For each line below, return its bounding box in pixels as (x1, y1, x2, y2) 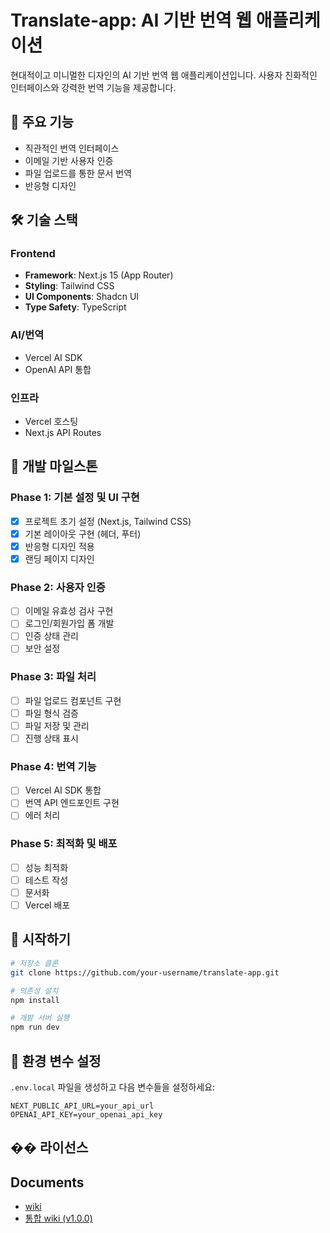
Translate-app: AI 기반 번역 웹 (10, 9, 253, 32)
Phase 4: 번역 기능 (10, 759, 97, 773)
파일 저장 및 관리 (24, 719, 90, 731)
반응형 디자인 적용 (24, 540, 95, 552)
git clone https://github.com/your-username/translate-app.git (10, 967, 280, 978)
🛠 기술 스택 (10, 212, 78, 229)
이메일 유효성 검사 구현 (24, 605, 114, 617)
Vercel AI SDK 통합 (24, 784, 102, 796)
